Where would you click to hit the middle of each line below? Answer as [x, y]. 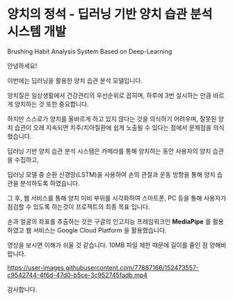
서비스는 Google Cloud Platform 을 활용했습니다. [100, 230]
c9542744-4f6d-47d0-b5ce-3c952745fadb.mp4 [78, 275]
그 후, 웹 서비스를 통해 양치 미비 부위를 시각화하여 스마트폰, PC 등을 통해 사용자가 [117, 198]
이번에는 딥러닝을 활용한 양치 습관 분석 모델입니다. [75, 80]
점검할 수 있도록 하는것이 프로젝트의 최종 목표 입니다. [79, 207]
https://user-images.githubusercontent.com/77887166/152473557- [103, 267]
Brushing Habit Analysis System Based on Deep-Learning [90, 51]
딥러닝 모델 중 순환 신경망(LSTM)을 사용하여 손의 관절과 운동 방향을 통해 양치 [111, 174]
